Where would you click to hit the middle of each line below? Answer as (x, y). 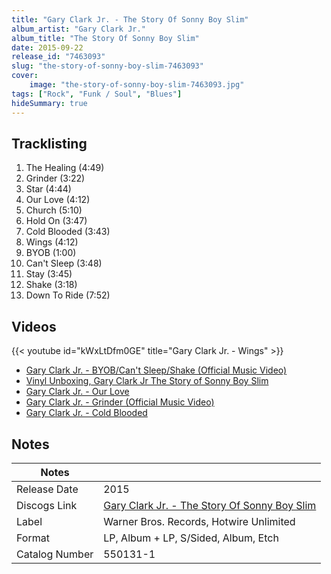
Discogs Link (47, 505)
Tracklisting (49, 143)
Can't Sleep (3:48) (64, 263)
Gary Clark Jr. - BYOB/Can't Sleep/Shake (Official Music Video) (156, 370)
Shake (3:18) (51, 285)
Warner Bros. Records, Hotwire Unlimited (199, 521)
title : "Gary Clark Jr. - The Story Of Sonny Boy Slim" (130, 19)
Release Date (47, 489)
